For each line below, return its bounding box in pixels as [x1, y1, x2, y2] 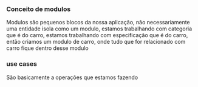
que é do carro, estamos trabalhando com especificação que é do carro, [6, 32, 188, 39]
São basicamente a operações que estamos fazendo [6, 74, 138, 81]
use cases [6, 60, 38, 68]
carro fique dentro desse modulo [6, 44, 89, 52]
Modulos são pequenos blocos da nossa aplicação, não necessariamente [6, 19, 190, 26]
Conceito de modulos [6, 5, 71, 13]
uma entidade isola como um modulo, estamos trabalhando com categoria [6, 25, 193, 32]
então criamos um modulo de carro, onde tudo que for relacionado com [6, 38, 186, 46]
